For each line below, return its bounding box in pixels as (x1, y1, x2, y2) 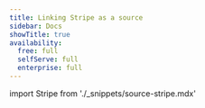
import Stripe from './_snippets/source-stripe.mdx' (9, 87, 197, 99)
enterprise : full (17, 64, 83, 73)
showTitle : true (9, 30, 70, 39)
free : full (17, 47, 59, 56)
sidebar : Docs (9, 22, 63, 31)
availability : (9, 38, 63, 48)
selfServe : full (17, 55, 79, 64)
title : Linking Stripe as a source (9, 13, 144, 22)
